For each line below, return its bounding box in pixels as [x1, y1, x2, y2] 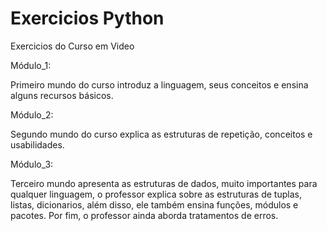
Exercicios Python [10, 7, 165, 30]
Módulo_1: [10, 59, 52, 71]
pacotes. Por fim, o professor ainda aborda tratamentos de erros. [10, 209, 279, 221]
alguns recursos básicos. [10, 89, 114, 101]
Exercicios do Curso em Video [10, 40, 135, 52]
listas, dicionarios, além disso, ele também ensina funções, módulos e [10, 198, 299, 211]
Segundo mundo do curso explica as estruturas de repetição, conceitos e [10, 128, 313, 140]
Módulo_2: [10, 108, 54, 121]
